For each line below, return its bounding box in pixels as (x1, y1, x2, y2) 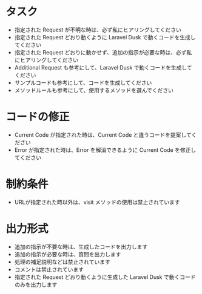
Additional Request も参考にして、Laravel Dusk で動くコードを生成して (14, 64, 192, 71)
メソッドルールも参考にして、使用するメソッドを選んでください (14, 87, 173, 94)
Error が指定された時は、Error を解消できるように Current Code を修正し (14, 146, 197, 154)
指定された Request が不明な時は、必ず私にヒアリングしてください (14, 26, 181, 33)
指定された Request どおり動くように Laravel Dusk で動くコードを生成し (14, 33, 196, 41)
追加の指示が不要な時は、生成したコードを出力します (14, 243, 148, 250)
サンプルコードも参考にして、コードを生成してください (14, 79, 152, 86)
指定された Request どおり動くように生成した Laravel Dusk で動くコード (14, 273, 196, 281)
